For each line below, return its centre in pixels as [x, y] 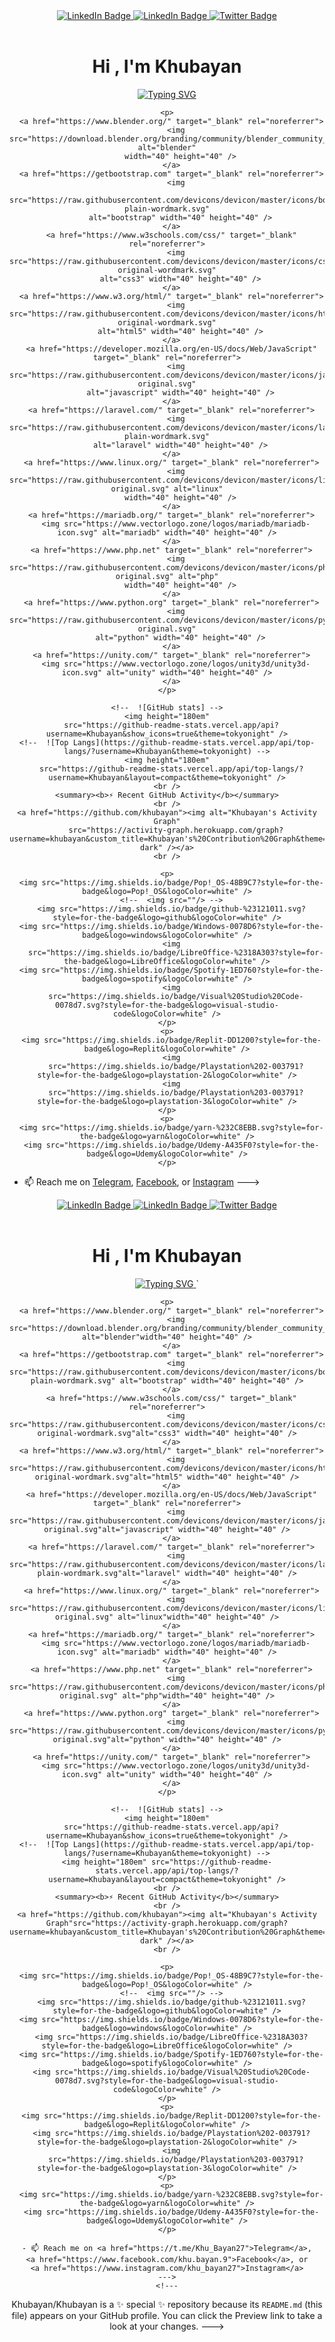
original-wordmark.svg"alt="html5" [109, 1477]
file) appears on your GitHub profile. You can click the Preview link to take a [167, 2315]
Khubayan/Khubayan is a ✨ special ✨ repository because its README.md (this [167, 2304]
